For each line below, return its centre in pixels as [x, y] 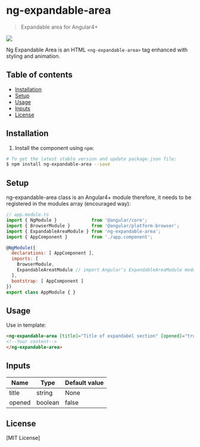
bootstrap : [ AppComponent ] [48, 281]
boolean [48, 402]
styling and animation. [33, 56]
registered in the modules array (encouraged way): [68, 204]
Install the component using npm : [54, 148]
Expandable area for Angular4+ [59, 27]
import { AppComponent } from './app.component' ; [79, 237]
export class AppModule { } [41, 292]
